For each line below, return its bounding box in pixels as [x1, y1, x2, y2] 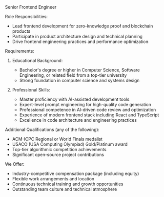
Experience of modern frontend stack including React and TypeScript [19, 112, 160, 118]
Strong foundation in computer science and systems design [19, 78, 140, 83]
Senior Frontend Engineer [5, 4, 57, 10]
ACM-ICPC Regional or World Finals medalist [12, 136, 102, 142]
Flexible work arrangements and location [12, 176, 95, 181]
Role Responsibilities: [5, 14, 48, 19]
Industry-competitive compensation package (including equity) [12, 171, 139, 176]
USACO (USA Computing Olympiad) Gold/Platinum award [12, 141, 128, 147]
